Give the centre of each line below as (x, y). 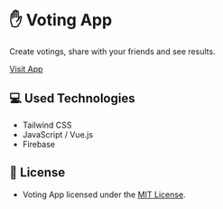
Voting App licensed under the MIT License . (104, 195)
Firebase (39, 144)
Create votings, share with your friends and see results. (112, 51)
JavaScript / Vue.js (57, 134)
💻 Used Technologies (72, 99)
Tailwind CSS (47, 125)
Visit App (26, 69)
